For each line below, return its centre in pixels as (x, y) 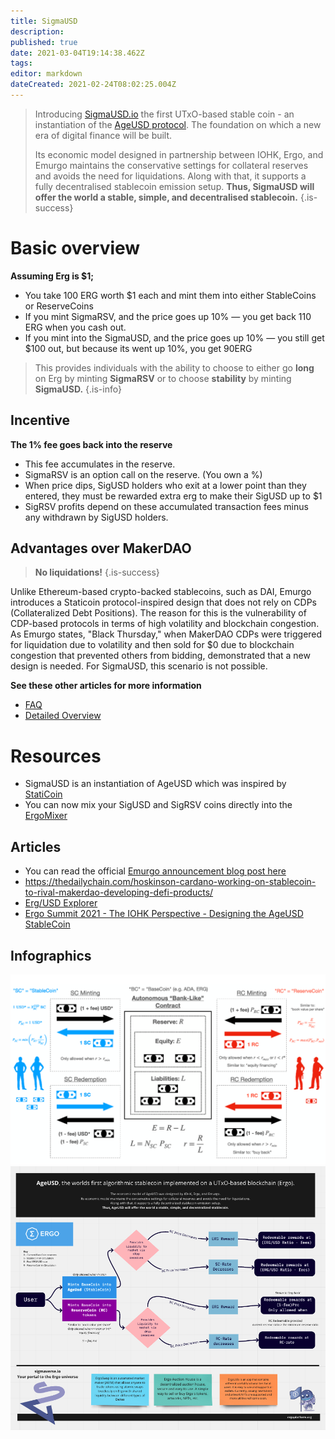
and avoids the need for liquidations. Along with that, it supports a (170, 176)
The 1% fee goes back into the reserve (91, 444)
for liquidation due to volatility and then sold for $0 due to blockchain (152, 645)
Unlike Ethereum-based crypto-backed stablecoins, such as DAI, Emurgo (161, 592)
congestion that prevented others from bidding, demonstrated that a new (160, 656)
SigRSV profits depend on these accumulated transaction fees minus (166, 506)
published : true (44, 42)
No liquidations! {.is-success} (97, 572)
